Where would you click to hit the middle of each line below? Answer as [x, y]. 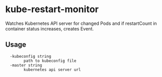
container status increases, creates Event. [50, 28]
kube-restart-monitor [52, 9]
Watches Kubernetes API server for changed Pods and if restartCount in [81, 23]
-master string [26, 65]
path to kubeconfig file [50, 61]
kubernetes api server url [52, 69]
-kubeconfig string [31, 56]
